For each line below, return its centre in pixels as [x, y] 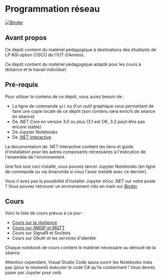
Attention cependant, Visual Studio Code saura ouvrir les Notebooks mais [79, 262]
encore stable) [27, 127]
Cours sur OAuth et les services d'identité [54, 238]
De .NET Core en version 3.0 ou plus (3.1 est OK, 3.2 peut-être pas [78, 121]
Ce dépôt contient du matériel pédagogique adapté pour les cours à [73, 64]
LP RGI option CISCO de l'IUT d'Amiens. [45, 55]
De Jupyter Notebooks [35, 132]
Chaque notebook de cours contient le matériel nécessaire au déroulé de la [80, 248]
